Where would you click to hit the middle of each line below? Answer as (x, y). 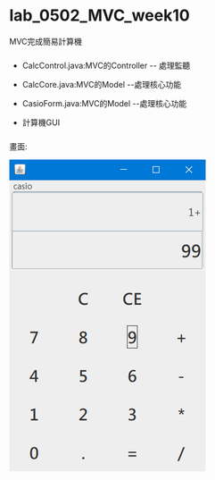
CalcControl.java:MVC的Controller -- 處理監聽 (106, 65)
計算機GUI (41, 122)
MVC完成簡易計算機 (46, 41)
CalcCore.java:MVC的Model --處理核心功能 (101, 84)
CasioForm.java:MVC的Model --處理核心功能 (104, 103)
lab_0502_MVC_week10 (99, 16)
